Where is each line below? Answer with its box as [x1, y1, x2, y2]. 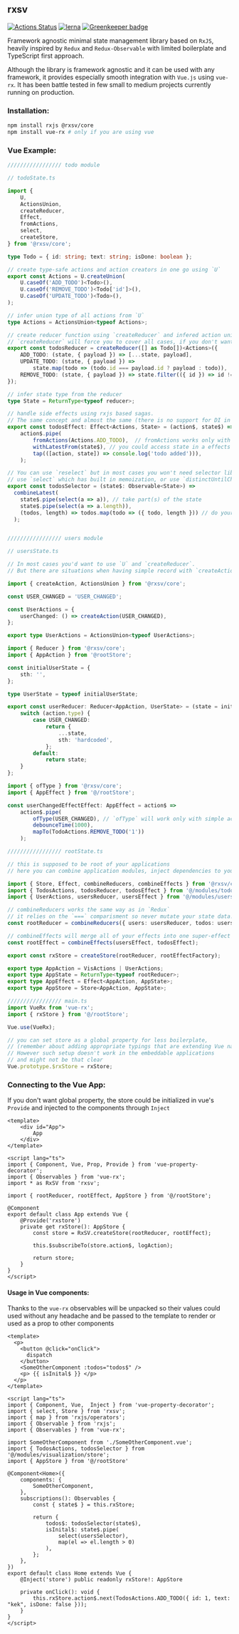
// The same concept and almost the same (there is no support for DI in [7, 417, 231, 424]
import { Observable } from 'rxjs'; [7, 1420, 116, 1427]
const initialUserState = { [7, 664, 91, 671]
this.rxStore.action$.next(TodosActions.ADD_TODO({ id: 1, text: [33, 1595, 231, 1602]
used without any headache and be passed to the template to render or [7, 1312, 216, 1320]
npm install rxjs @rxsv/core [7, 122, 94, 129]
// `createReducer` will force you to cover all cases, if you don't [7, 338, 218, 346]
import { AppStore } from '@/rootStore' [7, 1458, 129, 1465]
